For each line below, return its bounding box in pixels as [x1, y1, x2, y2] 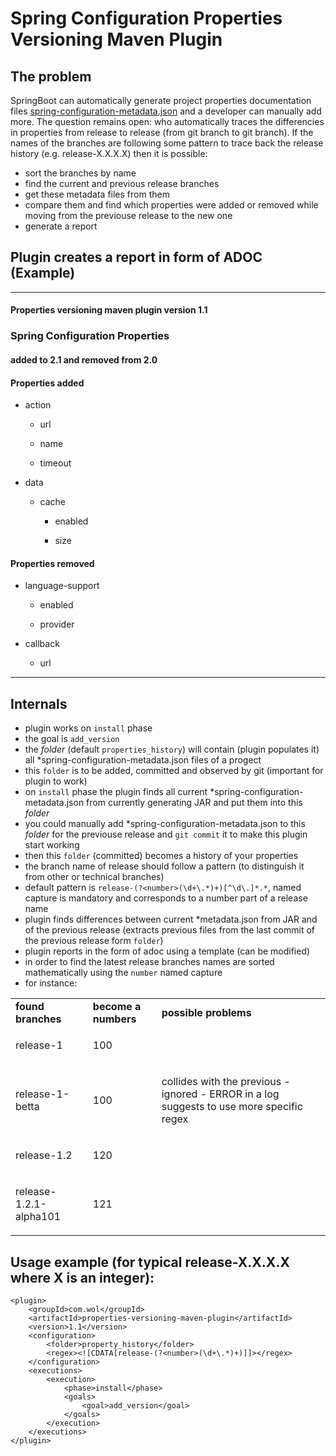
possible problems [161, 1006, 252, 1020]
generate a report [24, 220, 98, 232]
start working [24, 839, 80, 851]
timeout [39, 457, 72, 469]
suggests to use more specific [161, 1100, 303, 1114]
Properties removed [10, 557, 95, 569]
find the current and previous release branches [24, 178, 220, 189]
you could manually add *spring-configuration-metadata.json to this [24, 818, 306, 830]
